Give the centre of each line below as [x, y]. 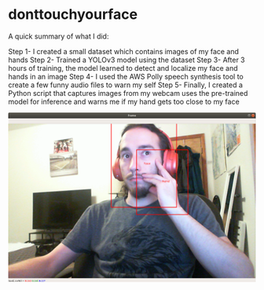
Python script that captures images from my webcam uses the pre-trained [128, 93]
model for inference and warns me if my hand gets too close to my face [124, 101]
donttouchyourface [73, 15]
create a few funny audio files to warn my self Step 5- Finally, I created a [126, 85]
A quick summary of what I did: [59, 36]
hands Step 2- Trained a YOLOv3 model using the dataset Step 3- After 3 [126, 60]
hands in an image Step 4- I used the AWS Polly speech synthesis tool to [126, 76]
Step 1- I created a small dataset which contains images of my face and [124, 51]
